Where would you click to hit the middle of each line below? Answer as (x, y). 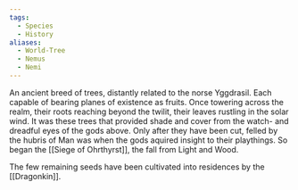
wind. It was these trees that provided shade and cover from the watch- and (149, 120)
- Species (35, 26)
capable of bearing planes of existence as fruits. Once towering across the (146, 102)
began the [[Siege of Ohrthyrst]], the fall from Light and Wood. (124, 149)
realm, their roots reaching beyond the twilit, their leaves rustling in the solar (149, 112)
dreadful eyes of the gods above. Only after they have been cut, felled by (144, 130)
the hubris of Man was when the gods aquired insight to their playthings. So (149, 140)
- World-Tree (41, 51)
